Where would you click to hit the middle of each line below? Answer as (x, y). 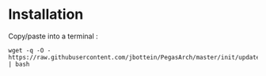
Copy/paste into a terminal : (53, 36)
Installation (46, 14)
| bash (19, 64)
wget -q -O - (30, 50)
